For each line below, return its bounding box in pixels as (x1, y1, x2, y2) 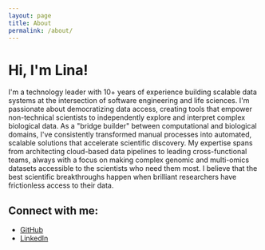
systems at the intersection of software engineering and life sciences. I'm (8, 96, 250, 105)
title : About (8, 19, 52, 27)
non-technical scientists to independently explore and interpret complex (8, 113, 246, 122)
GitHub (19, 225, 44, 235)
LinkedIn (19, 233, 49, 244)
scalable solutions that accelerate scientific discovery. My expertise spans (8, 138, 253, 148)
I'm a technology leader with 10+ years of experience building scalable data (8, 87, 257, 97)
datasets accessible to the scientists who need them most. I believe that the (8, 164, 258, 173)
